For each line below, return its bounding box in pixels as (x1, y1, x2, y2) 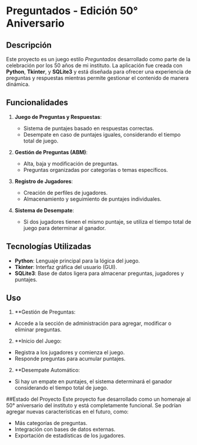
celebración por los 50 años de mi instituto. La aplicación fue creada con (6, 62, 183, 69)
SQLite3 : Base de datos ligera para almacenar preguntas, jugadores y (14, 270, 184, 277)
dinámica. (6, 81, 30, 88)
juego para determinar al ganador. (23, 224, 106, 231)
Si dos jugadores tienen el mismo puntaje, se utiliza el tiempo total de (23, 218, 192, 225)
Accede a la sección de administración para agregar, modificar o (14, 320, 172, 327)
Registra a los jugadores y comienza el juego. (14, 349, 125, 356)
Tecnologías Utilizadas (6, 241, 92, 251)
